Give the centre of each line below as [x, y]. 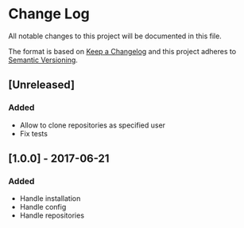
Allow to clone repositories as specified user [92, 125]
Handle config [43, 207]
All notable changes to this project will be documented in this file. [115, 36]
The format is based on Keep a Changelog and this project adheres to [122, 51]
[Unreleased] [42, 85]
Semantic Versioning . [43, 60]
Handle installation [50, 199]
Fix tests [33, 133]
